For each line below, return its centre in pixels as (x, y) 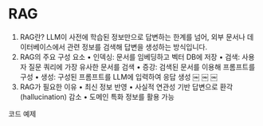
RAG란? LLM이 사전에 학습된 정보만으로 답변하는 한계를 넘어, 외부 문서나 (132, 37)
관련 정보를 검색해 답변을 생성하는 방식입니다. (137, 47)
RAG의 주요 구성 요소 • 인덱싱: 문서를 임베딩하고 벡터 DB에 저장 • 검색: (130, 57)
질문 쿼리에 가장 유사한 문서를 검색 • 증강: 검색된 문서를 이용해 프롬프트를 (142, 67)
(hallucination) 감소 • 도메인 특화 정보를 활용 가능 (97, 96)
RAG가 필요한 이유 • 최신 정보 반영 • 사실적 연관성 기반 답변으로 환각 (126, 87)
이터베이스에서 (42, 47)
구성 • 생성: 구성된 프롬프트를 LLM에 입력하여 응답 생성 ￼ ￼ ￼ (118, 77)
